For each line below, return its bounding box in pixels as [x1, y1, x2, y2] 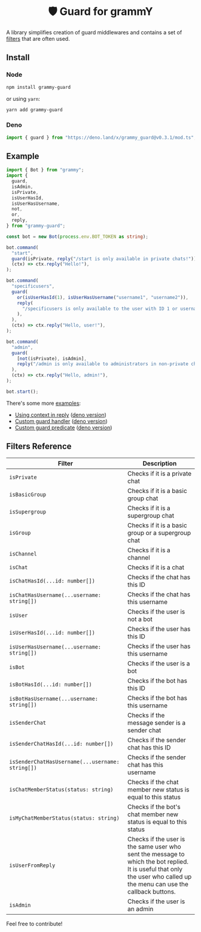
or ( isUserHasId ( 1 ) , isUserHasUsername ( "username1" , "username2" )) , [17, 294, 188, 300]
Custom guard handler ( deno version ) [14, 417, 108, 425]
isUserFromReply [9, 862, 56, 868]
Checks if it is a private [127, 469, 192, 477]
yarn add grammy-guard [6, 106, 63, 113]
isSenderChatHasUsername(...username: [9, 758, 120, 765]
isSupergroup [9, 508, 47, 515]
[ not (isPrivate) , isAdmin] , [17, 356, 87, 362]
